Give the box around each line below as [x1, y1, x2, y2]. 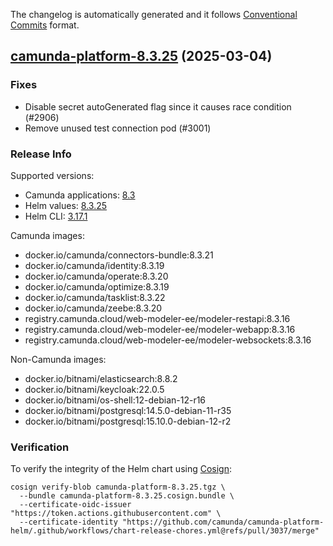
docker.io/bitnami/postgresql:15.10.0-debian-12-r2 [24, 415, 232, 427]
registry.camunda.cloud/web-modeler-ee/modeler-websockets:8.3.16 [24, 334, 312, 346]
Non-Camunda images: [10, 353, 107, 365]
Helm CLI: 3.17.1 [24, 210, 88, 222]
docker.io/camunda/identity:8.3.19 [24, 259, 165, 271]
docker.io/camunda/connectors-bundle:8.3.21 [24, 249, 214, 261]
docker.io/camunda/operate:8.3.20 [24, 270, 169, 282]
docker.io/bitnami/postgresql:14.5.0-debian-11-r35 [24, 404, 232, 416]
